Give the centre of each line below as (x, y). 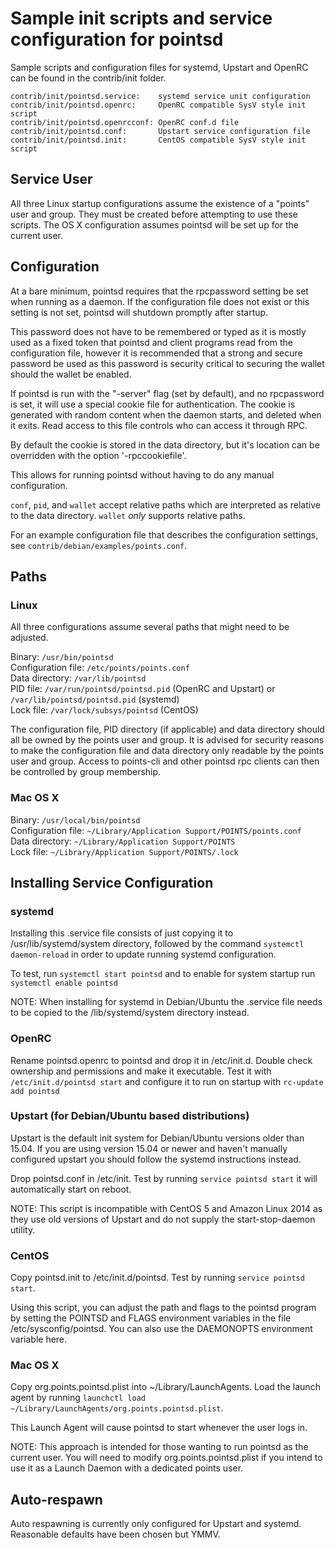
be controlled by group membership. (86, 772)
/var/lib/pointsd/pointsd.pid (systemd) (95, 699)
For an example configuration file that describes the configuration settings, (164, 534)
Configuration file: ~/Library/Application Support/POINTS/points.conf (156, 830)
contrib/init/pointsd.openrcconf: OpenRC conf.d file (125, 122)
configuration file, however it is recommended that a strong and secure (156, 353)
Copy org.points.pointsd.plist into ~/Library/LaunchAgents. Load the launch (165, 1387)
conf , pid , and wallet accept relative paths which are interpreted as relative (165, 504)
